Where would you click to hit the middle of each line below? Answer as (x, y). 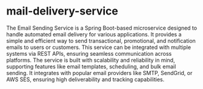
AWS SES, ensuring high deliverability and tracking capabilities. (85, 79)
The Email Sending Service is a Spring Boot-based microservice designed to (102, 28)
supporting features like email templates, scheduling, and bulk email (91, 66)
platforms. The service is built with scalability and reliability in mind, (91, 60)
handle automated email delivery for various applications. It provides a (94, 34)
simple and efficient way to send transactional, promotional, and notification (101, 41)
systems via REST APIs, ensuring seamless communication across (89, 53)
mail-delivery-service (62, 11)
